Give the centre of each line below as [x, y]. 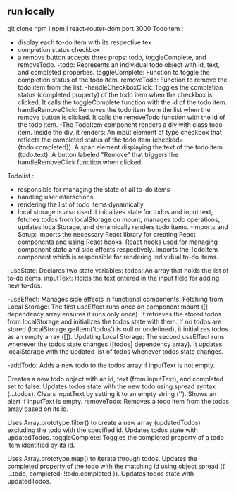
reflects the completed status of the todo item [84, 140]
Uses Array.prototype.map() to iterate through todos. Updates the [103, 458]
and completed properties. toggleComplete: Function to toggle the [113, 72]
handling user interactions [55, 197]
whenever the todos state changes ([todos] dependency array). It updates [115, 344]
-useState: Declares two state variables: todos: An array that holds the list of [118, 270]
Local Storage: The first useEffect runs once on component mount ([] [108, 307]
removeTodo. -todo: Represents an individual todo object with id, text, [119, 64]
